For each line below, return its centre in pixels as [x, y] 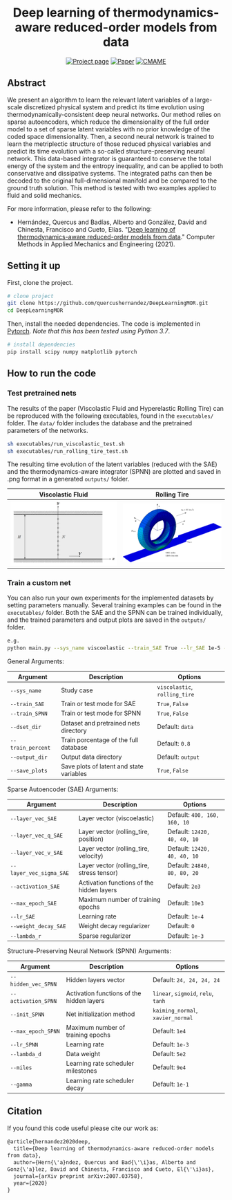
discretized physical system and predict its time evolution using [114, 107]
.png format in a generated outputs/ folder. [68, 479]
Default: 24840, [189, 865]
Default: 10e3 [186, 903]
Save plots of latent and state [102, 766]
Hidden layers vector [96, 980]
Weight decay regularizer [114, 926]
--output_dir [29, 758]
